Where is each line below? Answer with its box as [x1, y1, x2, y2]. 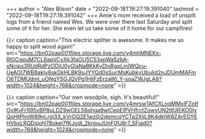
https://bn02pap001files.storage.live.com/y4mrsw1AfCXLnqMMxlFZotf [20, 100, 199, 107]
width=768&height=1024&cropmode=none [6, 126, 114, 133]
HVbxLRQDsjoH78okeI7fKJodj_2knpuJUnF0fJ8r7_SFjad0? [6, 119, 153, 127]
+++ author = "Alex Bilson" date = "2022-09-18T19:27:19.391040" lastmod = [6, 5, 199, 12]
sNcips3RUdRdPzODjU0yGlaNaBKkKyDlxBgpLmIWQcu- [6, 62, 148, 69]
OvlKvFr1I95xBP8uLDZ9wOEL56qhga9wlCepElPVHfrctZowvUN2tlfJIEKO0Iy [6, 107, 197, 113]
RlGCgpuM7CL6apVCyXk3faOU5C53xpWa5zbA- [6, 56, 130, 63]
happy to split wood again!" [6, 43, 75, 50]
